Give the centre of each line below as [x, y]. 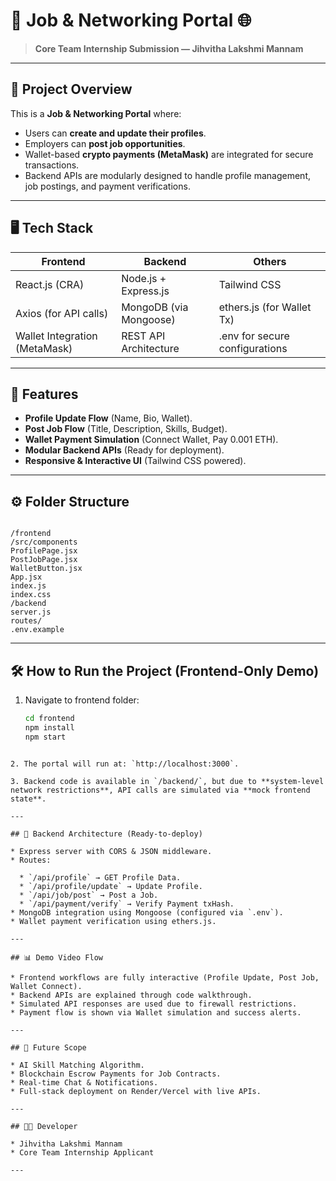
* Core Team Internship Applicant [82, 1152]
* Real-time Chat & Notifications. [84, 1082]
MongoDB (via [155, 307]
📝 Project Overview [71, 89]
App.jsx [26, 577]
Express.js [145, 291]
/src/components [44, 542]
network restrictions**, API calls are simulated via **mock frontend [160, 790]
